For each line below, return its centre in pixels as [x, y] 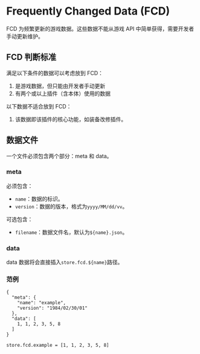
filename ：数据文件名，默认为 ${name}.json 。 [71, 232]
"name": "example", [42, 303]
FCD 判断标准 [31, 57]
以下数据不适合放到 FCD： [39, 106]
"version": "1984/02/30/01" [52, 308]
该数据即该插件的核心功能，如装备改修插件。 [71, 119]
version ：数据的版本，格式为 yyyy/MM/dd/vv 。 [71, 206]
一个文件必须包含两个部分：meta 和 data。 [59, 156]
